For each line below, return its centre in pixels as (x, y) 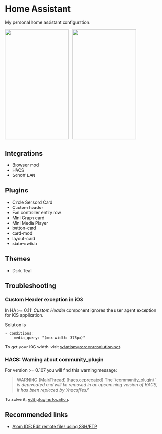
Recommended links (37, 415)
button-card (24, 228)
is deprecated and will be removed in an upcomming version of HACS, (87, 384)
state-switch (24, 243)
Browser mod (25, 165)
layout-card (24, 238)
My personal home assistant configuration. (48, 22)
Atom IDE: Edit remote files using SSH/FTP (54, 426)
